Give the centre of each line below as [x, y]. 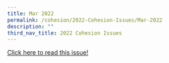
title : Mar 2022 [30, 13]
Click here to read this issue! [48, 53]
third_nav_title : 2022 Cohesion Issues [65, 33]
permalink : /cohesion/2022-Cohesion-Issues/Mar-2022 [85, 20]
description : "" [30, 26]
